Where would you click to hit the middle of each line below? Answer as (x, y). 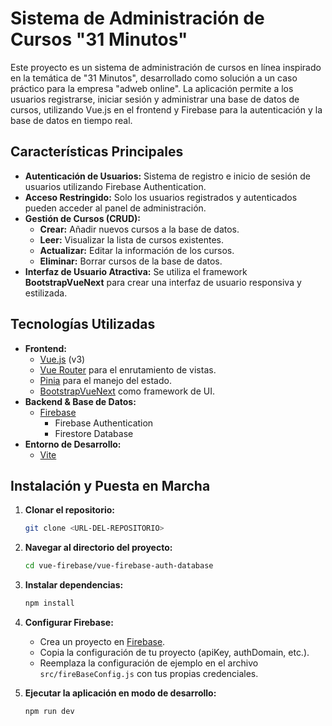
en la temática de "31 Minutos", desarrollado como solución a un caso (154, 78)
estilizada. (46, 293)
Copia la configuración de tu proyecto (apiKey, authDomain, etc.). (174, 652)
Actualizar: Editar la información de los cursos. (137, 250)
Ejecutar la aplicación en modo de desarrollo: (120, 693)
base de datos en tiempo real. (71, 120)
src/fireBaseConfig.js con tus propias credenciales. (149, 673)
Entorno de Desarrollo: (73, 444)
